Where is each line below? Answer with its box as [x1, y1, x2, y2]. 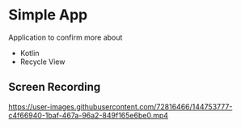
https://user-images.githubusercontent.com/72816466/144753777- [8, 101, 233, 111]
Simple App [8, 6, 88, 24]
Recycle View [19, 57, 66, 66]
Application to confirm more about [8, 32, 123, 42]
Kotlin [19, 48, 40, 58]
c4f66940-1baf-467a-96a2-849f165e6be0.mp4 [8, 110, 168, 120]
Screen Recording [8, 80, 101, 94]
